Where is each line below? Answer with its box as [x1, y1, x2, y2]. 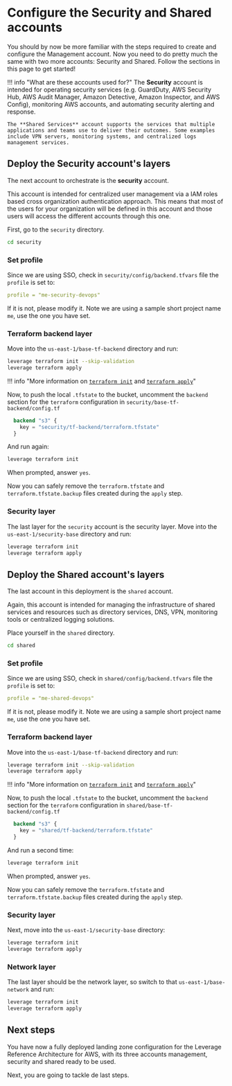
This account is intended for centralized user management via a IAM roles [7, 189, 218, 198]
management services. [7, 139, 70, 146]
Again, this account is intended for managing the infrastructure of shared [7, 601, 215, 609]
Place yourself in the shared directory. [7, 629, 116, 637]
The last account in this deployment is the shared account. [7, 587, 173, 595]
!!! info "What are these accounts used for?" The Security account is [7, 78, 203, 86]
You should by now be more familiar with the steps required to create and [7, 42, 217, 51]
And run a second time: [7, 846, 74, 854]
